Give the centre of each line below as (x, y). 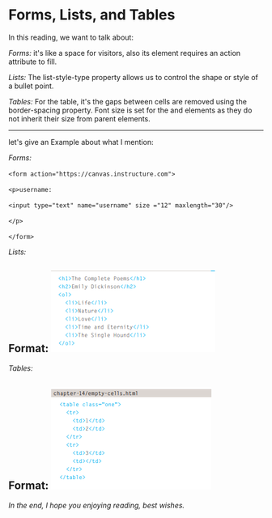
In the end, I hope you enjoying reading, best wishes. (96, 505)
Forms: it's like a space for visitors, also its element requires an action (125, 53)
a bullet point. (31, 86)
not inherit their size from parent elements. (80, 118)
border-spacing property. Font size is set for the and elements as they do (130, 110)
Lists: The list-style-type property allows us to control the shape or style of (134, 77)
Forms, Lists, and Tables (92, 15)
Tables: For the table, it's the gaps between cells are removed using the (127, 101)
